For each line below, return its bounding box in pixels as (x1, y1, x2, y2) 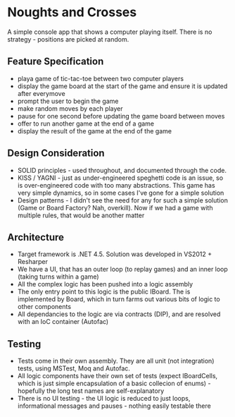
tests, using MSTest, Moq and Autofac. (17, 364, 130, 373)
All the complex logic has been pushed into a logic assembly (17, 280, 193, 289)
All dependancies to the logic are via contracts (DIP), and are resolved (17, 310, 221, 318)
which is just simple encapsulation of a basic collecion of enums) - (17, 379, 211, 388)
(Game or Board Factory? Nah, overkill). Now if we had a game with (17, 203, 213, 212)
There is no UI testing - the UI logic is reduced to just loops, (17, 394, 191, 403)
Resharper (17, 258, 48, 266)
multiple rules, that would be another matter (17, 211, 145, 219)
